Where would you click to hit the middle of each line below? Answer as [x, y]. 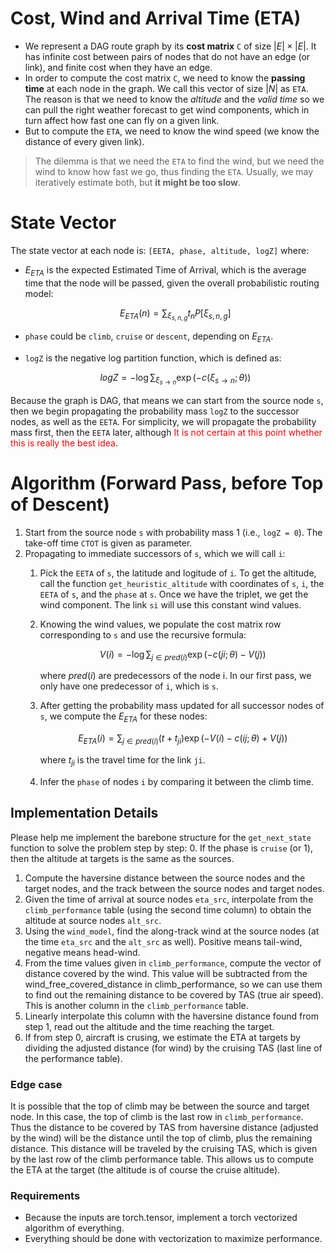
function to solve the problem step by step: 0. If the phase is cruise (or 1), [161, 848]
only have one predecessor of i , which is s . [129, 686]
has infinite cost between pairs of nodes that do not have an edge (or [167, 56]
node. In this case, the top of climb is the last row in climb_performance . [157, 1116]
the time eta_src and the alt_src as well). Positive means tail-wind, [163, 941]
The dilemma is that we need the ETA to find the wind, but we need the [179, 161]
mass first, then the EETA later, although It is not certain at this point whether [166, 432]
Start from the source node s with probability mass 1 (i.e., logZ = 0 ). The [173, 532]
